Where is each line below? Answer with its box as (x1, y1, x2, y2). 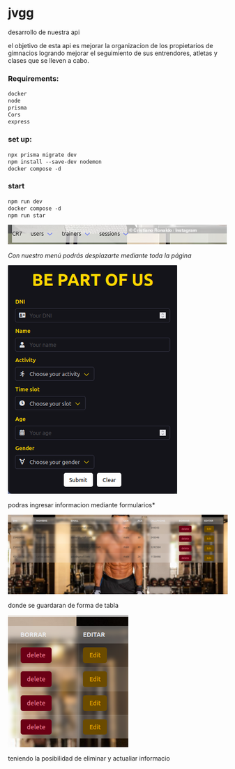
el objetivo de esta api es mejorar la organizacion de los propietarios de (8, 41, 213, 50)
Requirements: (8, 73, 59, 83)
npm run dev (8, 197, 43, 205)
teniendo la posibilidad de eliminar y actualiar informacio (8, 754, 170, 762)
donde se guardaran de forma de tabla (8, 601, 119, 609)
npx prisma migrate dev (8, 151, 77, 158)
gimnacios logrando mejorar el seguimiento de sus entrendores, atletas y (8, 49, 218, 57)
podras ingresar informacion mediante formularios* (8, 500, 156, 509)
